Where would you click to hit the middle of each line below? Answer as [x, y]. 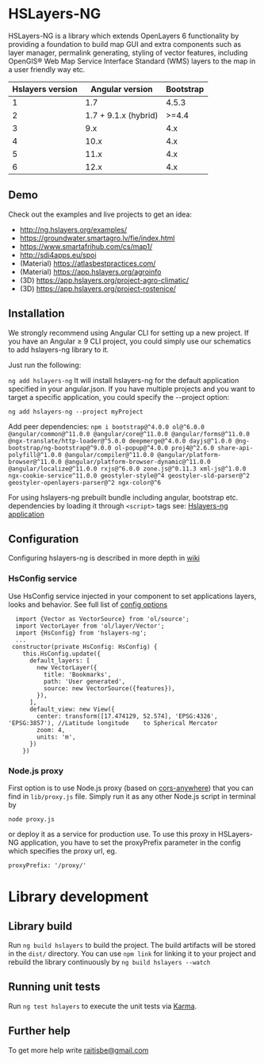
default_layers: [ [59, 660]
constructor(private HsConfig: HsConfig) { [84, 647]
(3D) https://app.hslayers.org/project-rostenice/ [98, 288]
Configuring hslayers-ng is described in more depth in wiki [104, 558]
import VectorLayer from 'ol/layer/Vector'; [90, 626]
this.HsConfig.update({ [62, 654]
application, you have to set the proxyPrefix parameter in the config [130, 842]
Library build [40, 926]
